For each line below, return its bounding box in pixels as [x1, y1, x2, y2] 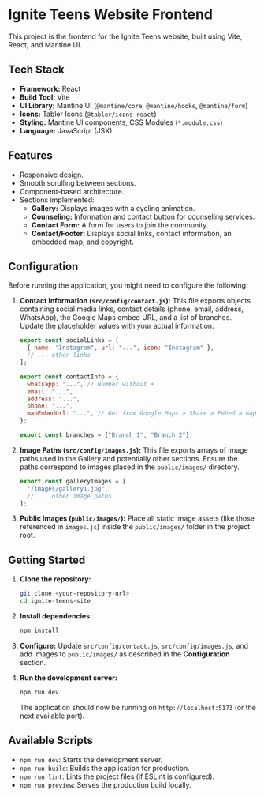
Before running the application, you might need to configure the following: [8, 280, 248, 290]
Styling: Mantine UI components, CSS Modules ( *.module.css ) [19, 117, 223, 127]
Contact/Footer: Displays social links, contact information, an [31, 228, 232, 238]
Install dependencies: [19, 611, 93, 621]
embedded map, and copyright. [31, 237, 134, 246]
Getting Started [8, 553, 86, 566]
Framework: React [19, 84, 81, 93]
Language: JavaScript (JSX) [19, 126, 113, 135]
